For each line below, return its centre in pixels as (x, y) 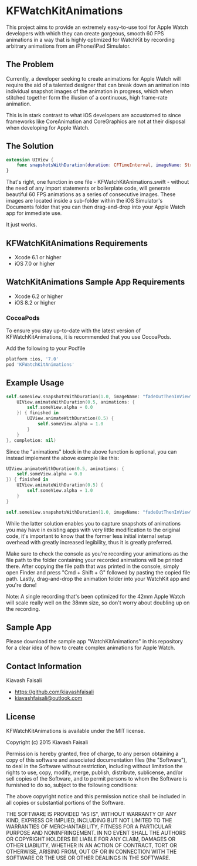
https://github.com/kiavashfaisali (54, 692)
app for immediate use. (34, 213)
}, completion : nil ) (31, 440)
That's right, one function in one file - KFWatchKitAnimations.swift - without (98, 182)
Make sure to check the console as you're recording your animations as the (97, 553)
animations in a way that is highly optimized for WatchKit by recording (90, 39)
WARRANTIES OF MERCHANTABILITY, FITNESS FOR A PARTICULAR (89, 827)
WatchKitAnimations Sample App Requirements (96, 282)
